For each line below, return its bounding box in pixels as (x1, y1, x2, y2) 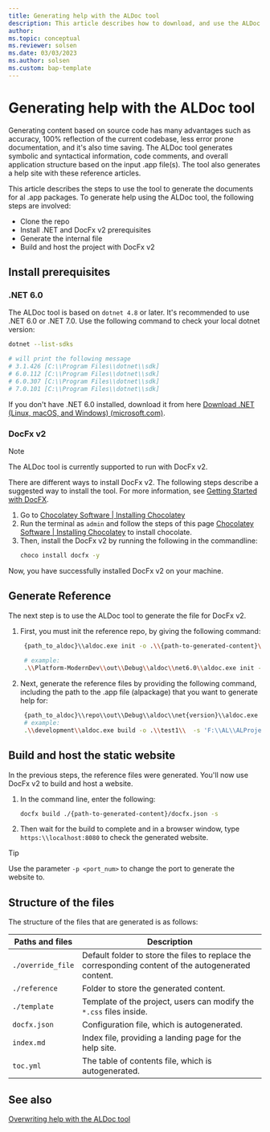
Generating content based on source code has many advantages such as (8, 126, 252, 135)
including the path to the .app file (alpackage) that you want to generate (19, 687, 259, 697)
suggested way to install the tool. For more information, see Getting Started (8, 486, 257, 496)
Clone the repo (19, 216, 70, 226)
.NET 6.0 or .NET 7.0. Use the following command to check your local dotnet (8, 316, 260, 326)
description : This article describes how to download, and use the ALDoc (8, 19, 261, 27)
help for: (19, 696, 48, 706)
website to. (8, 872, 46, 882)
